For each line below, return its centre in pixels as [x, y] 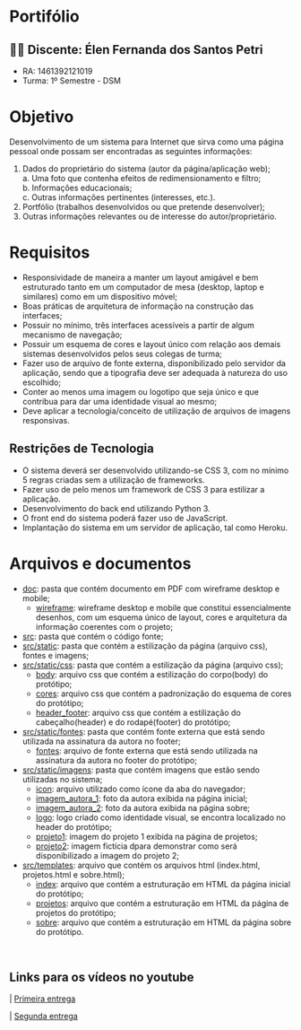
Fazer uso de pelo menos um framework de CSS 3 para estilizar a [143, 489]
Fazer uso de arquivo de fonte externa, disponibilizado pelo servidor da [154, 363]
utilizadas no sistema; [62, 779]
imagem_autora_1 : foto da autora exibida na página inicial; [142, 798]
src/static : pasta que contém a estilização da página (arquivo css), [145, 646]
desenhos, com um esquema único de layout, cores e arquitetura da [161, 617]
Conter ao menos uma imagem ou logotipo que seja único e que [141, 391]
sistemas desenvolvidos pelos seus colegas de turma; [122, 354]
